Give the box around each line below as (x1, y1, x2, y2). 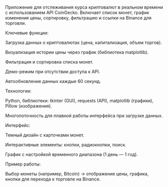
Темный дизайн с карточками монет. (5, 132, 85, 138)
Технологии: (5, 88, 32, 94)
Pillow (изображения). (5, 103, 52, 109)
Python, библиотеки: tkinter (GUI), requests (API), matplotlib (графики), (5, 97, 154, 103)
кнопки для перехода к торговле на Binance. (5, 176, 101, 182)
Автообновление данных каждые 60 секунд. (5, 78, 101, 84)
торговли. (5, 20, 26, 26)
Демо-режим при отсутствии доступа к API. (5, 68, 100, 74)
